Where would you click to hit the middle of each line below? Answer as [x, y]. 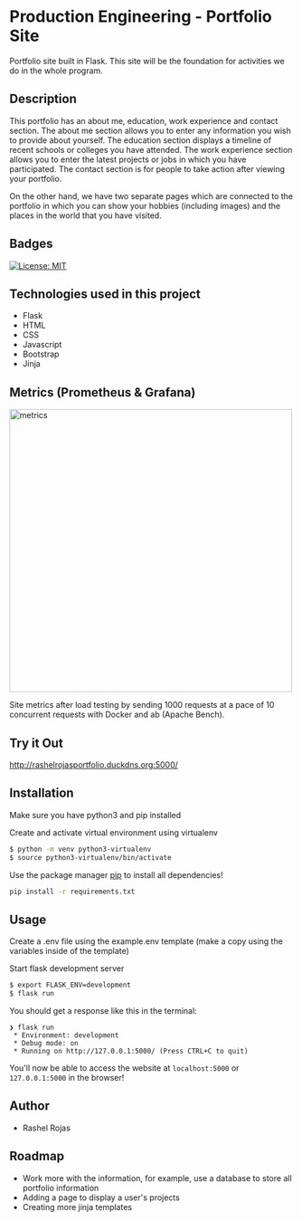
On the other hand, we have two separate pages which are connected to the [151, 196]
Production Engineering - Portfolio [141, 17]
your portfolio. [36, 178]
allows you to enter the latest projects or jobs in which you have [128, 159]
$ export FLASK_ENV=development [70, 985]
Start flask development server [67, 968]
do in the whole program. [57, 71]
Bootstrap [41, 354]
